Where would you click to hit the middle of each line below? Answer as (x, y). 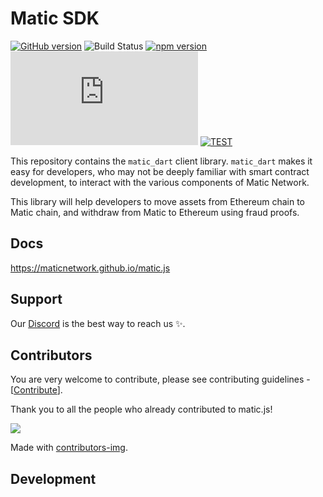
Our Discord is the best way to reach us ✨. (98, 323)
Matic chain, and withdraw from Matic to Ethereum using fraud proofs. (155, 212)
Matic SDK (55, 18)
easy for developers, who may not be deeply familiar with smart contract (160, 171)
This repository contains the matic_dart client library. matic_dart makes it (161, 161)
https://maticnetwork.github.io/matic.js (90, 268)
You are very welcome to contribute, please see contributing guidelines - (160, 379)
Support (36, 299)
